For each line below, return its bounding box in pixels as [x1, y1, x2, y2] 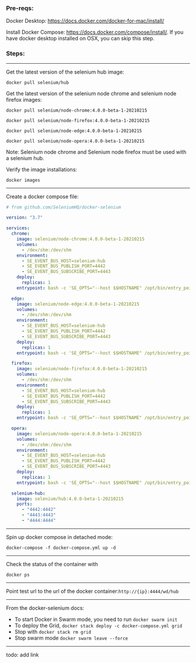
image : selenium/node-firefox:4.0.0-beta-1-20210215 [16, 366, 148, 372]
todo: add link [6, 651, 39, 658]
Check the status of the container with [6, 560, 98, 568]
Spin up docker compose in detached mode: [6, 533, 113, 540]
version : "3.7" [6, 215, 43, 220]
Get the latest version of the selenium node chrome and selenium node [6, 89, 177, 97]
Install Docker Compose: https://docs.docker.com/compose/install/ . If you [6, 29, 184, 36]
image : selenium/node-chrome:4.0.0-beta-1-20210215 [16, 236, 145, 242]
